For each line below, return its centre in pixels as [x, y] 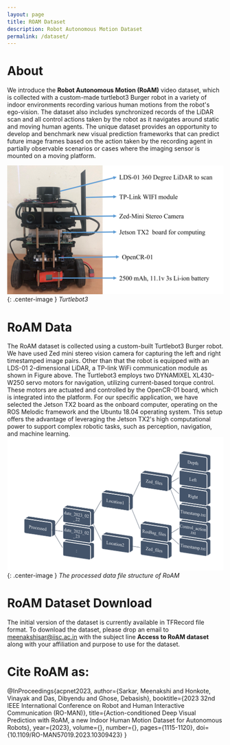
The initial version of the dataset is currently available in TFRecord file [106, 622]
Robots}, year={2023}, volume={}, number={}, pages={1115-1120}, [101, 727]
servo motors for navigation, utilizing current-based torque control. [120, 383]
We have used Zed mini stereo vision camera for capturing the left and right [114, 353]
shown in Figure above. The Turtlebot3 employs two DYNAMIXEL [99, 375]
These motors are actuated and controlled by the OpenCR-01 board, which [113, 390]
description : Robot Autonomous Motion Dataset [75, 29]
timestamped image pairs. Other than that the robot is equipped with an [108, 361]
